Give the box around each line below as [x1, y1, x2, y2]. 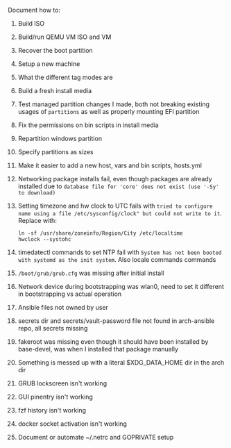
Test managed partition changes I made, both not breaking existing [17, 100, 210, 108]
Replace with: [17, 217, 58, 224]
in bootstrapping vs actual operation [17, 290, 122, 298]
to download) [17, 190, 56, 197]
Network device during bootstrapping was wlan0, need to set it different [17, 283, 225, 290]
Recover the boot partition [17, 47, 93, 54]
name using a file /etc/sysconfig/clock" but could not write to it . [17, 209, 223, 217]
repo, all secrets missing [17, 324, 88, 332]
